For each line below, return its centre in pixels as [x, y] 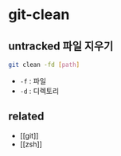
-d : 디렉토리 [39, 91]
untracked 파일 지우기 [61, 46]
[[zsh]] [31, 144]
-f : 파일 [33, 80]
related [26, 117]
